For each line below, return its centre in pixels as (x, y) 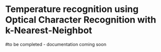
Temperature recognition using (72, 9)
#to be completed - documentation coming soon (56, 44)
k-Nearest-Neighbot (49, 30)
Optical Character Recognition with (81, 20)
